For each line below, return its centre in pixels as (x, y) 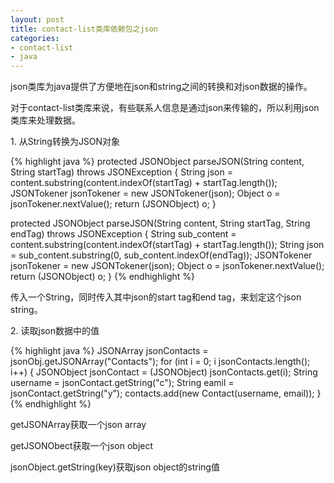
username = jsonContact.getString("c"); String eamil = (122, 383)
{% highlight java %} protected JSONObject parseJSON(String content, (157, 162)
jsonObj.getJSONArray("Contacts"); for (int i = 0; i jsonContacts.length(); (160, 362)
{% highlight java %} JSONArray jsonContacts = (109, 351)
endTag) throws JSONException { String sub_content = (123, 234)
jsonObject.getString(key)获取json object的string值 (115, 467)
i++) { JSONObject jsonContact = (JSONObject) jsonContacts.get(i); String (164, 372)
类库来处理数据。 (45, 120)
